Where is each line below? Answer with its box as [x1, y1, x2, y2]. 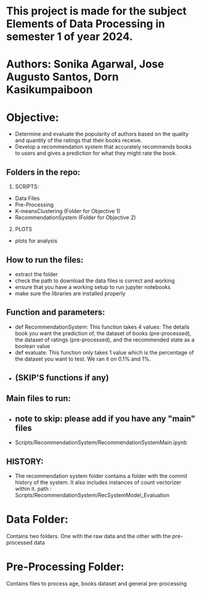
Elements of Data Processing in [6, 17, 165, 31]
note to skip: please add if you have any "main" [14, 414, 196, 424]
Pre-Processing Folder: [6, 560, 125, 574]
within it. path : [14, 485, 52, 492]
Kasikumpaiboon [6, 83, 93, 97]
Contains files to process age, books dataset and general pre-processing [6, 580, 187, 588]
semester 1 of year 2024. [6, 30, 133, 43]
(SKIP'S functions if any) [14, 373, 109, 383]
